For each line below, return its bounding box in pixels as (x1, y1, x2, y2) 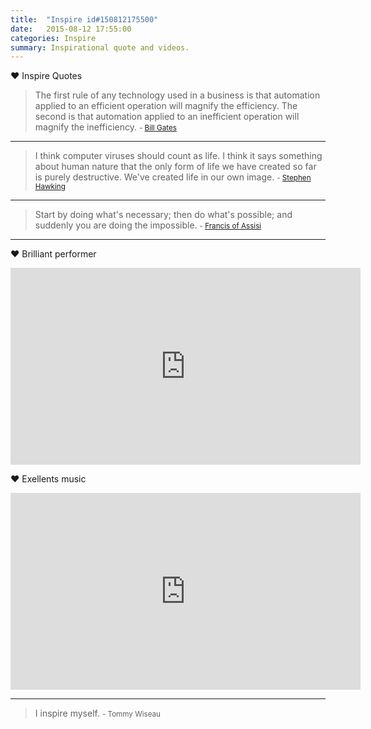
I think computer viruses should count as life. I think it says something (34, 150, 323, 162)
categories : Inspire (10, 33, 97, 43)
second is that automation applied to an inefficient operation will (34, 111, 300, 123)
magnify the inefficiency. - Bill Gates (34, 121, 177, 133)
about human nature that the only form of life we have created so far (34, 161, 317, 173)
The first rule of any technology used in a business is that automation (34, 89, 321, 101)
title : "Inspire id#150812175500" (10, 14, 159, 25)
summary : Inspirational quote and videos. (10, 42, 190, 53)
